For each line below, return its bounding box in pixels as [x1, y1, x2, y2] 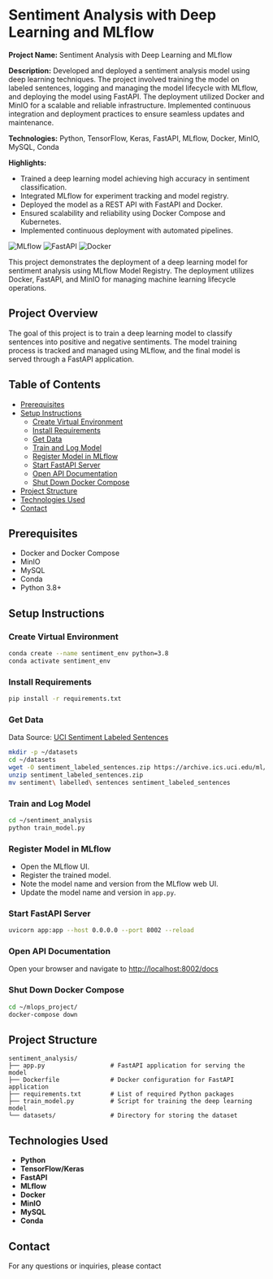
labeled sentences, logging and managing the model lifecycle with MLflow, [8, 83, 258, 93]
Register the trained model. [19, 870, 111, 880]
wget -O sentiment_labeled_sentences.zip [8, 764, 151, 772]
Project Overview [8, 307, 98, 321]
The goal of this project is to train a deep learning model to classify [8, 328, 233, 338]
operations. [8, 283, 47, 292]
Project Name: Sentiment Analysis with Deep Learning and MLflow [8, 50, 233, 59]
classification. [19, 182, 67, 192]
